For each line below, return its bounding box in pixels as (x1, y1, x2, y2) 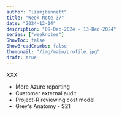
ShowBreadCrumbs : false (6, 43, 67, 49)
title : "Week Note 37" (6, 15, 64, 21)
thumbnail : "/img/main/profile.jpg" (6, 49, 100, 55)
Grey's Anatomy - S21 (15, 102, 71, 110)
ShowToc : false (6, 37, 45, 43)
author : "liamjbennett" (6, 9, 67, 15)
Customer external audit (15, 89, 77, 96)
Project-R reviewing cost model (15, 96, 95, 103)
